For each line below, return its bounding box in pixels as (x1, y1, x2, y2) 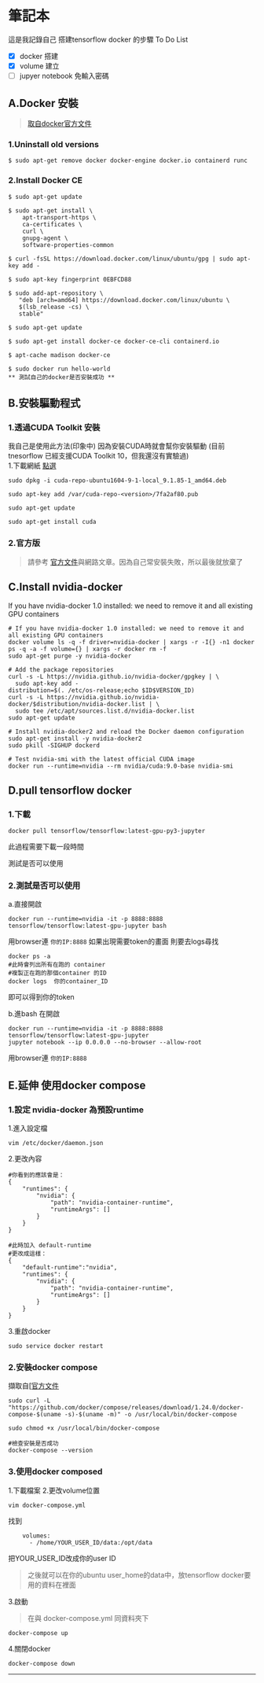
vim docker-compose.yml (8, 1501, 86, 1509)
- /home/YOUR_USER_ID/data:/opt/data (28, 1538, 153, 1546)
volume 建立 (19, 61, 60, 71)
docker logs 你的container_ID (8, 978, 108, 985)
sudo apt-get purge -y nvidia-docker (8, 652, 132, 661)
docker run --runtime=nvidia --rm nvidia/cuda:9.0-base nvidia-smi (8, 762, 234, 771)
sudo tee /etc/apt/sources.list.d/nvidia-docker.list (15, 707, 195, 716)
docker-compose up (8, 1629, 68, 1637)
